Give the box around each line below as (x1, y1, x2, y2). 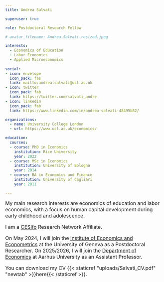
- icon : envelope (5, 71, 41, 76)
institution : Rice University (14, 149, 77, 154)
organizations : (5, 117, 37, 122)
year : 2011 (14, 181, 37, 187)
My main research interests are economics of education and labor (5, 200, 160, 207)
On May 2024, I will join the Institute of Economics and (5, 235, 133, 242)
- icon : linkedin (5, 99, 41, 104)
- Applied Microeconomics (9, 57, 64, 62)
